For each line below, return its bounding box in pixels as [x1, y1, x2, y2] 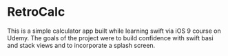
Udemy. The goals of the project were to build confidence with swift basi [7, 33, 214, 42]
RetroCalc [7, 4, 65, 20]
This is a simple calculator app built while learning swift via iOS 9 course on [7, 27, 222, 35]
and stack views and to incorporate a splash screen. [7, 41, 156, 49]
